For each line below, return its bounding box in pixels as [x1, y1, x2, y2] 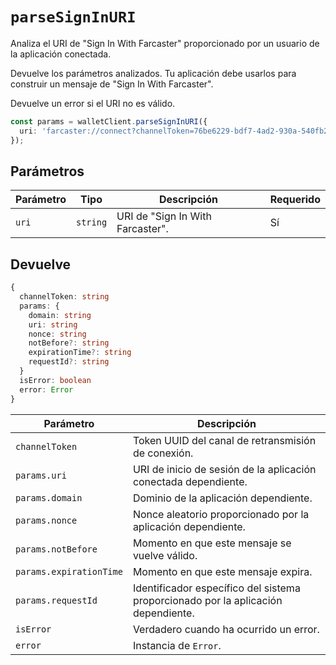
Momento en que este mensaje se [132, 536, 292, 550]
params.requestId [15, 594, 98, 606]
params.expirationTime [15, 566, 123, 577]
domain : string [28, 310, 92, 320]
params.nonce [15, 514, 78, 526]
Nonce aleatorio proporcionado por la [132, 507, 310, 521]
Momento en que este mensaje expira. [132, 564, 313, 578]
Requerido [269, 193, 321, 207]
